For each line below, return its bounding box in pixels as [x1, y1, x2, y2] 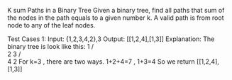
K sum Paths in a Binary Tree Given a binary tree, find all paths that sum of [7, 6, 225, 14]
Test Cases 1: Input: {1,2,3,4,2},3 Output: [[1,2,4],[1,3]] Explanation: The [7, 35, 215, 43]
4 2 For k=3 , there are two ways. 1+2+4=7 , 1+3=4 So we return [7, 57, 195, 66]
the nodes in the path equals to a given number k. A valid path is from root [7, 13, 224, 22]
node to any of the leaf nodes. [7, 21, 96, 29]
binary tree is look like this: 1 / [7, 42, 94, 50]
